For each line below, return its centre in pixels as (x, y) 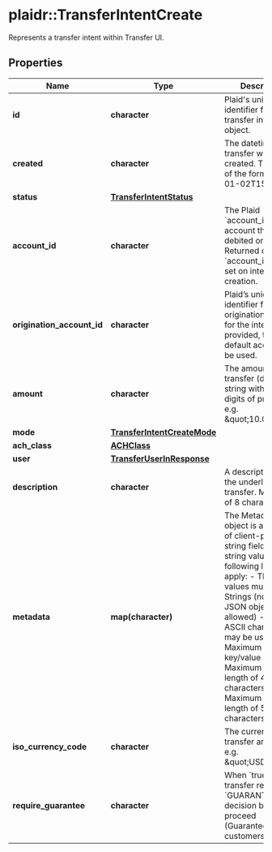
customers (244, 836)
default (238, 345)
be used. (240, 355)
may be (238, 637)
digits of (240, 398)
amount (28, 394)
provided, (242, 334)
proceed (240, 815)
